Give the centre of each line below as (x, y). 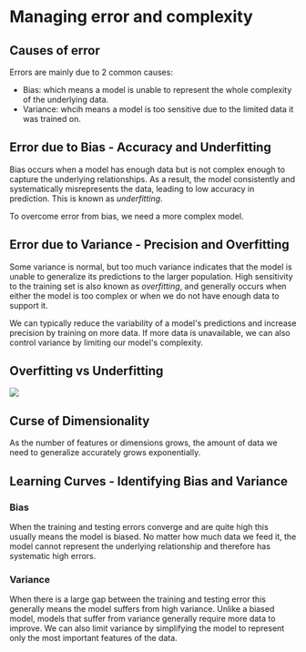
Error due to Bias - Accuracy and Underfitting (140, 148)
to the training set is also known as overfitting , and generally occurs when (148, 286)
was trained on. (52, 119)
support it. (29, 305)
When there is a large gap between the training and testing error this (138, 599)
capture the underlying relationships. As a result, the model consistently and (153, 178)
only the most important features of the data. (93, 638)
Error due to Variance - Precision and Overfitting (149, 244)
